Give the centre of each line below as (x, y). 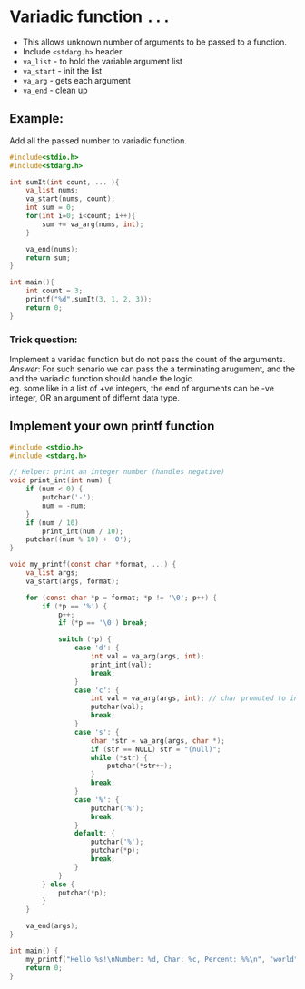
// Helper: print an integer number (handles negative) (117, 472)
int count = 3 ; (54, 291)
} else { (59, 884)
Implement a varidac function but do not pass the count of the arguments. (148, 359)
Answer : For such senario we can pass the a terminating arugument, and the (152, 369)
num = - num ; (65, 506)
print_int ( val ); (121, 665)
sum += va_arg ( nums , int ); (93, 224)
